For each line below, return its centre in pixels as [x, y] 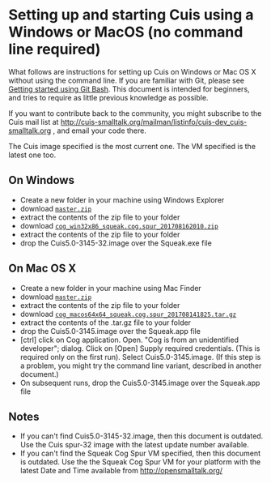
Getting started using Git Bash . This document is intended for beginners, [129, 89]
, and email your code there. [100, 130]
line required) [55, 49]
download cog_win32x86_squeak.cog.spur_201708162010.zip [119, 225]
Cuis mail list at [34, 122]
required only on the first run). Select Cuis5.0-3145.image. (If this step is [140, 357]
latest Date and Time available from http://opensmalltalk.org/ [121, 471]
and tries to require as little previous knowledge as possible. [108, 97]
